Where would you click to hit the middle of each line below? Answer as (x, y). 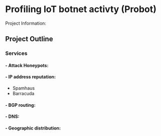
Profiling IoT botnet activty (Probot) (81, 9)
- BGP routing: (20, 105)
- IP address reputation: (31, 77)
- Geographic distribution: (33, 128)
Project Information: (26, 23)
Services (16, 53)
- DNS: (12, 116)
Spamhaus (24, 88)
